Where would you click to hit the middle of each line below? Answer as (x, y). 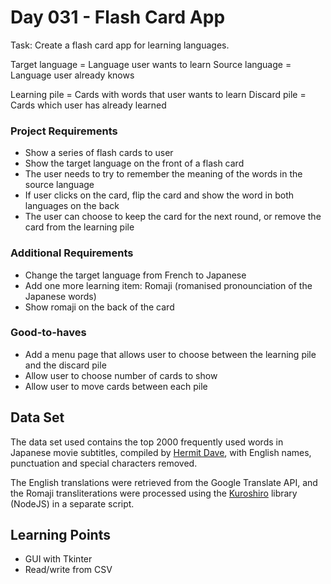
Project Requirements (64, 131)
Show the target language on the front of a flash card (134, 163)
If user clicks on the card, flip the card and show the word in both (159, 195)
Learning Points (60, 535)
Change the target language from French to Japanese (135, 275)
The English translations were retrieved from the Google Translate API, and (164, 482)
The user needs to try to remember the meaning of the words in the (163, 174)
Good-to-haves (48, 333)
